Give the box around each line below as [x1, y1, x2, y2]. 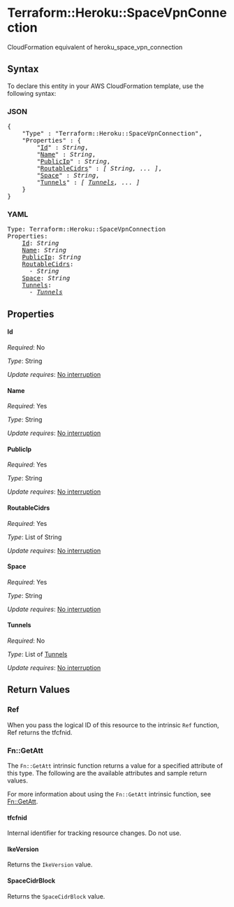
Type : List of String [7, 533, 62, 541]
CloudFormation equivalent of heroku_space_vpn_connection [7, 43, 183, 51]
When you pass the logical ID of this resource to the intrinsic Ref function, [7, 720, 219, 729]
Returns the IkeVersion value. [7, 860, 93, 869]
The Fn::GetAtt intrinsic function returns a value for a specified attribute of [7, 761, 224, 770]
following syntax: [7, 89, 57, 97]
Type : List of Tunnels [7, 650, 68, 658]
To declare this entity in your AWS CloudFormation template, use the [7, 82, 204, 90]
